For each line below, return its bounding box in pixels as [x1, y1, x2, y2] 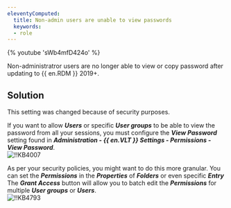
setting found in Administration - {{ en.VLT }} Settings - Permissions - [7, 136, 212, 144]
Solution [7, 89, 44, 101]
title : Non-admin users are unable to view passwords [13, 17, 172, 24]
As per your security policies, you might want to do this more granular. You [7, 164, 221, 173]
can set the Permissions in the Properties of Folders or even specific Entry [7, 171, 224, 180]
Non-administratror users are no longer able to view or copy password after [7, 62, 224, 70]
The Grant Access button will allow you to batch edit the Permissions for [7, 179, 217, 187]
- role [13, 29, 33, 37]
